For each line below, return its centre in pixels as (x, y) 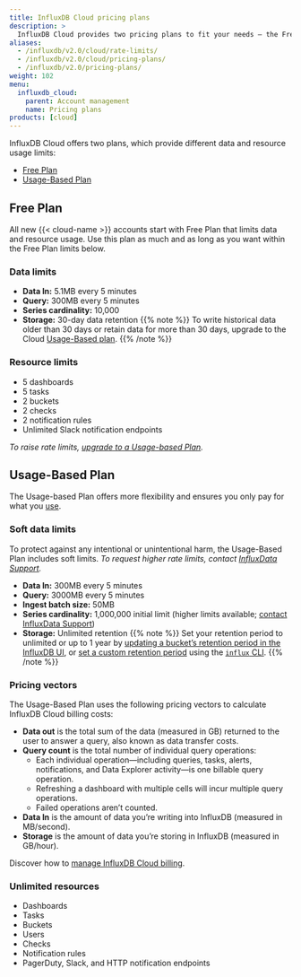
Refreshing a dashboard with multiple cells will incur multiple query (159, 788)
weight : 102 (31, 76)
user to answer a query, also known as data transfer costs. (130, 740)
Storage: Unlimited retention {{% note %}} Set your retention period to (153, 632)
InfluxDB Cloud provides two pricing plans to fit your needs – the (148, 34)
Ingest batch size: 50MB (68, 604)
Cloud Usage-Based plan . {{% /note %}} (97, 339)
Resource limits (44, 362)
